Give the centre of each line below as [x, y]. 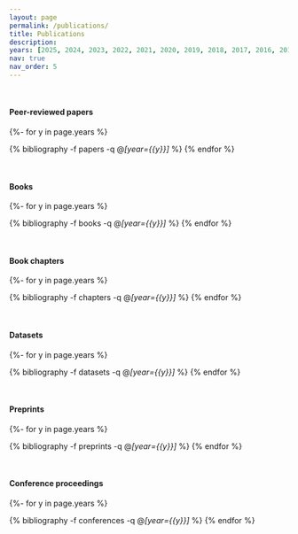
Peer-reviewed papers [51, 112]
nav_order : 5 [33, 67]
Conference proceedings [56, 484]
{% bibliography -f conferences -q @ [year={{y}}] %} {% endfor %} [132, 521]
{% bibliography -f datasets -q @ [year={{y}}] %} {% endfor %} [125, 372]
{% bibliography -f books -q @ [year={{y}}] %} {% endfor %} [121, 223]
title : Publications [47, 34]
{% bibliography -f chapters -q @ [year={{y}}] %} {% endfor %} [125, 298]
